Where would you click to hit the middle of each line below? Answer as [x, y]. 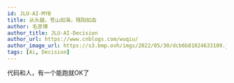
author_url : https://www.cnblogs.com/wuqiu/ [73, 39]
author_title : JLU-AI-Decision [53, 33]
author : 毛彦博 [28, 26]
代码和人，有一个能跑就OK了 [48, 73]
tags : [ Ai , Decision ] [39, 53]
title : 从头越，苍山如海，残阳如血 [52, 20]
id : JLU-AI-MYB [29, 13]
